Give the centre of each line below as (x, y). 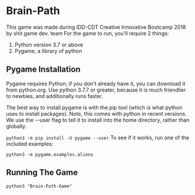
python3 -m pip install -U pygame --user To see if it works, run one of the (98, 137)
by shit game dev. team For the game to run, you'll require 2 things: (87, 33)
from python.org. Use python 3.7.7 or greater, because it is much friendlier (96, 90)
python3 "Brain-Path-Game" (39, 186)
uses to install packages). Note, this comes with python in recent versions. (96, 113)
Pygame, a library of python (48, 51)
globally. (16, 126)
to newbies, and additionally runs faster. (54, 96)
